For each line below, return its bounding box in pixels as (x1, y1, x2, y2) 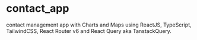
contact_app (6, 2, 69, 15)
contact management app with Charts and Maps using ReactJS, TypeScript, (6, 21, 192, 28)
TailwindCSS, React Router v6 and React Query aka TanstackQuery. (6, 27, 172, 34)
